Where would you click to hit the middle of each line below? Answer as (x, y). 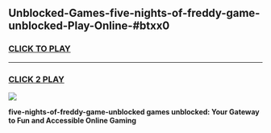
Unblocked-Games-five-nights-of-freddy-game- (134, 13)
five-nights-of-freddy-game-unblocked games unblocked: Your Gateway (134, 111)
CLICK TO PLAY (40, 49)
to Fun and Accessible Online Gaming (73, 120)
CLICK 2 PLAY (36, 79)
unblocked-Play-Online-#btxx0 (89, 26)
